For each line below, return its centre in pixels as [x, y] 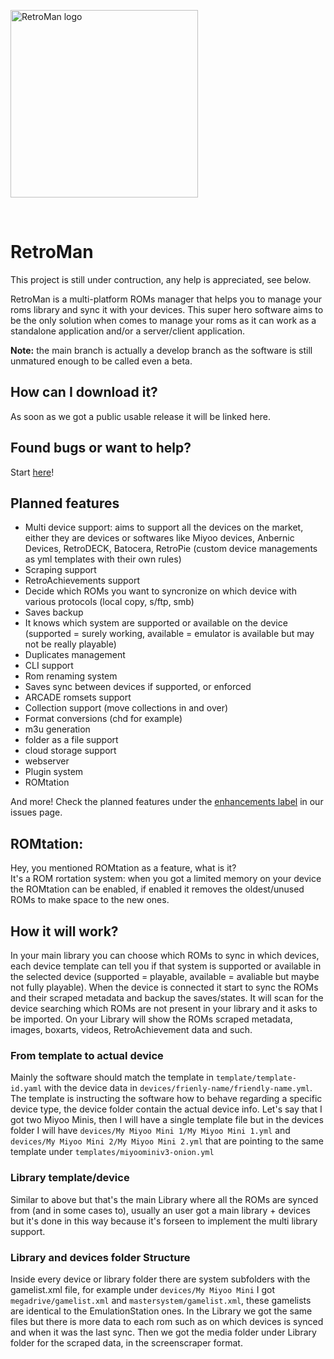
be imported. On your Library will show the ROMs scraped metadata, [151, 1019]
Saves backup [54, 612]
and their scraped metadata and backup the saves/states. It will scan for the [167, 998]
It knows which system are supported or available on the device [156, 623]
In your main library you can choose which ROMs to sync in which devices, [165, 955]
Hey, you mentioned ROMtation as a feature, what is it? [123, 868]
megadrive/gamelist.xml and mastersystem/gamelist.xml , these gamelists [161, 1300]
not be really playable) [70, 644]
